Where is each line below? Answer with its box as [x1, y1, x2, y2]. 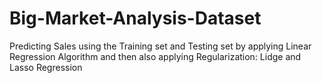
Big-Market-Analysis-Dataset [9, 7, 262, 30]
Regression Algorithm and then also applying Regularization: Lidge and [9, 50, 302, 62]
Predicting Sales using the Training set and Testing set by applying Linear [9, 40, 312, 52]
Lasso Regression [9, 61, 83, 73]
